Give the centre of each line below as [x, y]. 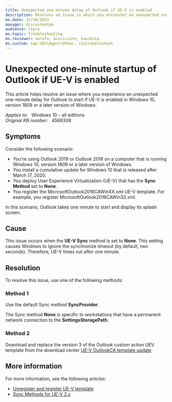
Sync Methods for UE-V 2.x [41, 394]
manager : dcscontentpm [29, 24]
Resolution [23, 268]
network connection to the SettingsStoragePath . [57, 320]
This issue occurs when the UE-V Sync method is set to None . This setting [84, 241]
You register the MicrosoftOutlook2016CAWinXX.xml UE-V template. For [89, 192]
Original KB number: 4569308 [38, 120]
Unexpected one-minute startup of [81, 69]
